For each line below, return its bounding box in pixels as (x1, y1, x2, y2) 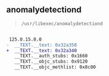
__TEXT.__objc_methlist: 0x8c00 (14, 64, 96, 71)
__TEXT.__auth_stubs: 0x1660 (14, 53, 88, 59)
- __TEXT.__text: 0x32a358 (6, 42, 78, 48)
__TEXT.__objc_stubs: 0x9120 (14, 59, 88, 65)
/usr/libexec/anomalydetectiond (21, 20, 103, 26)
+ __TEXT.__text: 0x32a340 (6, 47, 78, 53)
